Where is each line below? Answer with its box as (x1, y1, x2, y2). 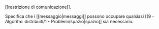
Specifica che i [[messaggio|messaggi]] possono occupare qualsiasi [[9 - (5, 14, 154, 19)
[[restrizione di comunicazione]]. (5, 4, 71, 10)
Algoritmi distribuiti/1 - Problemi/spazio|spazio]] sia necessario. (5, 19, 134, 24)
